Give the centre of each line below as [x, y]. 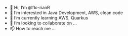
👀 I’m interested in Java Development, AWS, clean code [66, 13]
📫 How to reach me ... [33, 28]
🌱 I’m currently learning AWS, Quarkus [49, 18]
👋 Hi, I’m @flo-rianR [30, 8]
